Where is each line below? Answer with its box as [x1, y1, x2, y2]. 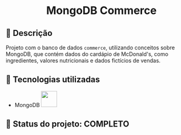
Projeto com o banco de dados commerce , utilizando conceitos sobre [5, 44, 176, 51]
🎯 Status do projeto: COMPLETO [5, 119, 129, 130]
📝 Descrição [5, 28, 53, 38]
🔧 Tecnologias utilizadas [5, 74, 100, 85]
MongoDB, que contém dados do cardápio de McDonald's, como [5, 50, 168, 58]
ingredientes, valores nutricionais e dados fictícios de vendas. [5, 57, 161, 64]
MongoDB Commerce [46, 4, 157, 18]
